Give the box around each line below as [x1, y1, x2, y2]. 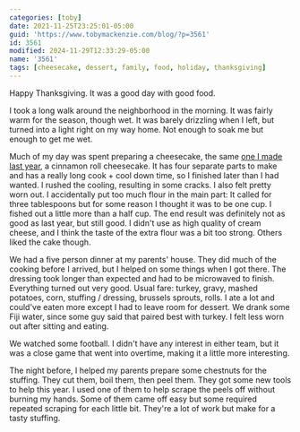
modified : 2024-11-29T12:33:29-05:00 [9, 47, 150, 56]
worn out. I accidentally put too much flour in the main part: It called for [9, 189, 272, 200]
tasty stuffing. [9, 412, 61, 423]
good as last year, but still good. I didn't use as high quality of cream [9, 217, 261, 229]
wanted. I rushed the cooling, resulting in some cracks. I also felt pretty [9, 179, 271, 190]
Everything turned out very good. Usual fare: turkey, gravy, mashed [9, 282, 258, 293]
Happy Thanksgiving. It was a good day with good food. [9, 87, 217, 99]
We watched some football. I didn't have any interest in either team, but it [9, 338, 279, 349]
